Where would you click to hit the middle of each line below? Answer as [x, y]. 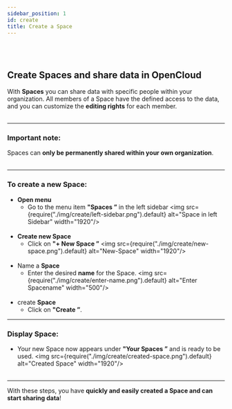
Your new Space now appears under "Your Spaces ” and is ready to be [119, 349]
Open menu [34, 199]
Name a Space [38, 266]
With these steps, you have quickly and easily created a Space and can [110, 391]
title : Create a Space [40, 26]
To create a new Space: [47, 185]
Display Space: [33, 334]
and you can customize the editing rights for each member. [92, 106]
